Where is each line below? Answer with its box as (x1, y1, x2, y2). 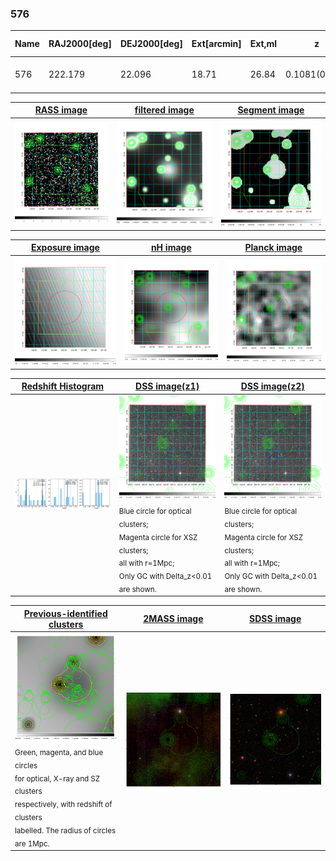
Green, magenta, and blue (14, 747, 104, 757)
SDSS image (249, 613, 302, 625)
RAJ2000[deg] (48, 38, 112, 50)
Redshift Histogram (21, 380, 105, 392)
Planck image (244, 242, 303, 254)
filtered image (134, 104, 195, 116)
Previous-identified (23, 607, 108, 619)
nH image (150, 242, 192, 254)
